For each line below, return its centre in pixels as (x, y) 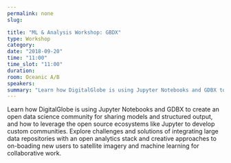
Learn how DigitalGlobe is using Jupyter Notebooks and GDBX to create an (113, 109)
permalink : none (30, 13)
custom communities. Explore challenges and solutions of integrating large (113, 131)
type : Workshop (29, 39)
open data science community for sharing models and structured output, (110, 117)
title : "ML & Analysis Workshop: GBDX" (64, 32)
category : (21, 45)
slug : (15, 20)
